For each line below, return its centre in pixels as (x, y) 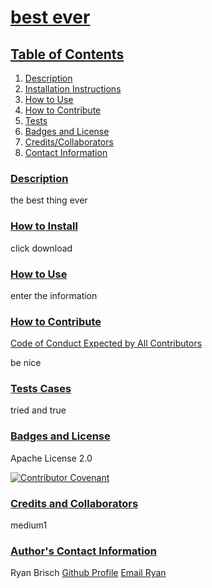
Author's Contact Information (83, 551)
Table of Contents (67, 54)
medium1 (29, 525)
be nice (26, 363)
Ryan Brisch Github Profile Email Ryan (88, 573)
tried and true (38, 410)
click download (41, 248)
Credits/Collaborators (69, 142)
